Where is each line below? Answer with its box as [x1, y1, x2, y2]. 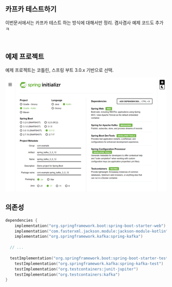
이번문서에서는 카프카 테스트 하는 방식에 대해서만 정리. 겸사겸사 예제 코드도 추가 [5, 20, 164, 26]
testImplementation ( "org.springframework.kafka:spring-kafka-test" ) [14, 261, 164, 266]
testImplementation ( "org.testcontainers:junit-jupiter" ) [14, 266, 139, 272]
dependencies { [5, 218, 38, 223]
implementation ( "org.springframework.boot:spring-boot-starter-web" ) [14, 223, 166, 228]
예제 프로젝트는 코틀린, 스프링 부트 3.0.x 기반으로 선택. [5, 67, 114, 73]
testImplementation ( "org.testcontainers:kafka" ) [14, 272, 120, 277]
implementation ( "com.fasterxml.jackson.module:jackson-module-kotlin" [14, 228, 168, 234]
